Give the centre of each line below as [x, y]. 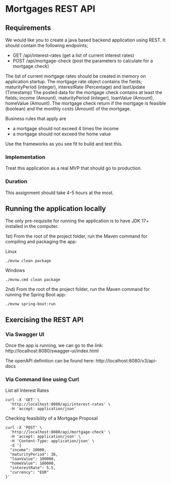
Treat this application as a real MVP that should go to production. [74, 168]
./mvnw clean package [28, 261]
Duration [16, 181]
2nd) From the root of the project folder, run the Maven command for [78, 289]
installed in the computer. [32, 226]
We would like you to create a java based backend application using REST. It [86, 40]
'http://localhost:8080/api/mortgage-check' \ [60, 432]
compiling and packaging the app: [41, 242]
